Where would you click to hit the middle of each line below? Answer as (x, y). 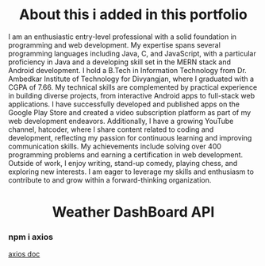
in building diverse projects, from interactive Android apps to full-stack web (132, 95)
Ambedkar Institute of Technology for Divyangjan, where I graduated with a (131, 79)
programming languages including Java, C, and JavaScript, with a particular (132, 53)
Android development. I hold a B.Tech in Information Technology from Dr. (128, 70)
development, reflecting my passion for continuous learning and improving (130, 137)
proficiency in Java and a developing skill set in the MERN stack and (120, 62)
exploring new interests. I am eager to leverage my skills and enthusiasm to (131, 172)
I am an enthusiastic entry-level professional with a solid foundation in (122, 37)
